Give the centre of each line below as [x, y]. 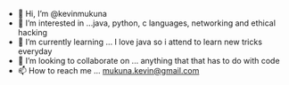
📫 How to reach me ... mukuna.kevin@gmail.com [108, 70]
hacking [32, 32]
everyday [35, 51]
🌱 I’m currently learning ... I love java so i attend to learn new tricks [140, 42]
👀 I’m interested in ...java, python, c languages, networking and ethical [147, 23]
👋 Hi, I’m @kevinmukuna [62, 14]
